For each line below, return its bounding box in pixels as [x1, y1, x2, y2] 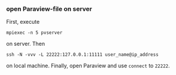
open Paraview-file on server [6, 5, 92, 13]
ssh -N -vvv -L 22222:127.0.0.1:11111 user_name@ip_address [6, 52, 159, 58]
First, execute [6, 18, 40, 26]
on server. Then [6, 40, 45, 48]
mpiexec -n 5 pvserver [6, 30, 63, 36]
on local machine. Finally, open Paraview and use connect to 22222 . [6, 62, 170, 70]
